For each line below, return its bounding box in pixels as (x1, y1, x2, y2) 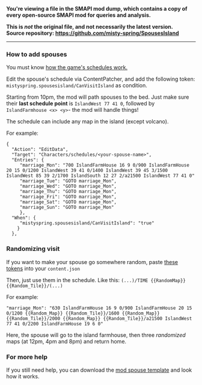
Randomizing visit (6, 245, 60, 253)
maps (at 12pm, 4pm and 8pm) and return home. (6, 337, 127, 345)
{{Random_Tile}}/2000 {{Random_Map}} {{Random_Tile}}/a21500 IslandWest (6, 315, 192, 321)
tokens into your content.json (6, 265, 80, 272)
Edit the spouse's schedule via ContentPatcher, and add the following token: (6, 75, 195, 83)
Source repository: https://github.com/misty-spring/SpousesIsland (6, 29, 179, 37)
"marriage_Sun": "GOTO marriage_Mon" (19, 205, 114, 211)
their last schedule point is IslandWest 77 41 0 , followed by (6, 100, 155, 107)
